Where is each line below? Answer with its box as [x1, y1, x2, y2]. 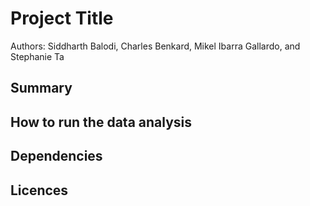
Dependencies [10, 148, 103, 165]
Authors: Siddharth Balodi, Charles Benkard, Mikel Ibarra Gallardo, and [10, 40, 301, 52]
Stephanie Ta [10, 50, 65, 62]
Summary [10, 80, 73, 97]
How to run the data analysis [10, 113, 193, 131]
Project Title [10, 7, 114, 30]
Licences [10, 182, 69, 199]
